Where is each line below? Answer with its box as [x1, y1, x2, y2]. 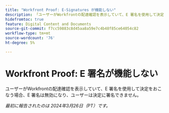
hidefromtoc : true [5, 17, 44, 22]
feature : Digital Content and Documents [5, 21, 92, 27]
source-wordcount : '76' [5, 36, 55, 41]
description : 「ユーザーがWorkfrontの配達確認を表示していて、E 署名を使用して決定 [5, 12, 164, 17]
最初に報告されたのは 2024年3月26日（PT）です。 [5, 102, 111, 108]
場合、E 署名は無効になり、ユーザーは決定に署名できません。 [14, 92, 142, 98]
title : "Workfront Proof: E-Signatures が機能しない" [5, 7, 116, 13]
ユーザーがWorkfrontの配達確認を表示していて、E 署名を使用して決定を [5, 85, 153, 91]
